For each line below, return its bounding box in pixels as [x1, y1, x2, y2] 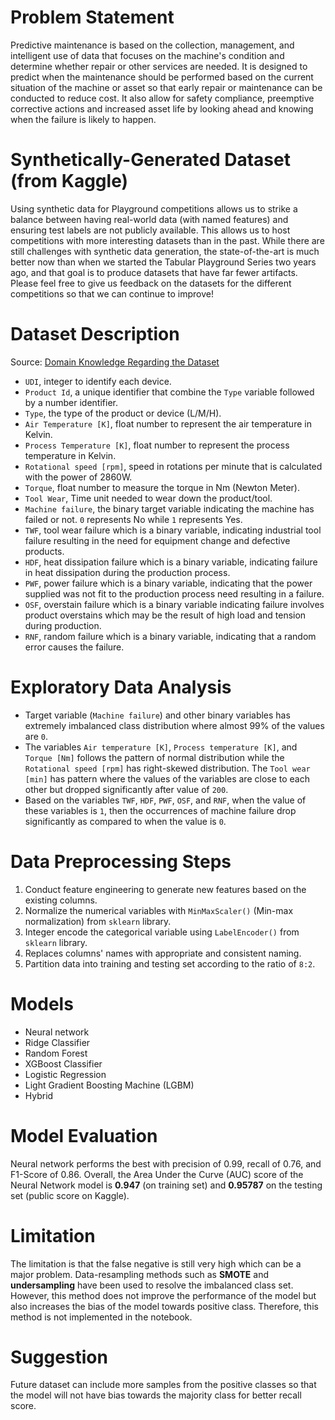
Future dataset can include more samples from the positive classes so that [10, 1379, 317, 1391]
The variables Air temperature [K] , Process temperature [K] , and [24, 741, 298, 753]
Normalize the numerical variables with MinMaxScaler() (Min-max [24, 904, 294, 916]
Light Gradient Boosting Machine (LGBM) [24, 1079, 195, 1091]
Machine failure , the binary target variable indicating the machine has [24, 502, 315, 515]
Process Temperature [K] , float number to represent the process [24, 439, 290, 451]
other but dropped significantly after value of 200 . [24, 783, 229, 795]
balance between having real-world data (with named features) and [10, 213, 289, 225]
